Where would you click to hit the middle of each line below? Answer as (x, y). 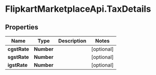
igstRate (18, 65)
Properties (22, 27)
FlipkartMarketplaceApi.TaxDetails (78, 9)
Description (72, 41)
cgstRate (19, 49)
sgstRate (18, 57)
